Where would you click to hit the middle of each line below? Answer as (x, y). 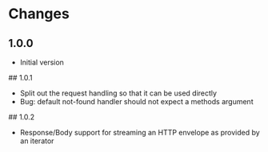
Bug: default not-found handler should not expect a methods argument (136, 101)
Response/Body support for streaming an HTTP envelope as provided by (140, 133)
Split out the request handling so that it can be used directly (118, 93)
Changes (39, 14)
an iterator (37, 141)
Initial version (42, 62)
